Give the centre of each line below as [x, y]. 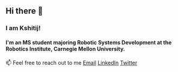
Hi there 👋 [24, 11]
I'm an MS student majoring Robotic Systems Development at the [89, 42]
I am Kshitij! [23, 28]
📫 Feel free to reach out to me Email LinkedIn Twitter [72, 62]
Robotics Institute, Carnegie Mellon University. [66, 49]
